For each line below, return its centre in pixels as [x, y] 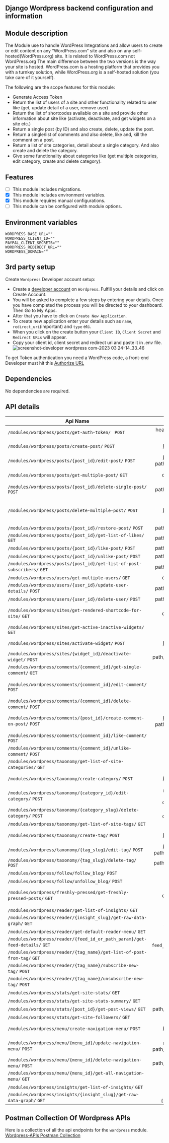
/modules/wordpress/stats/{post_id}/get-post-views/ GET [77, 1009]
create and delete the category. [45, 151]
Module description [36, 33]
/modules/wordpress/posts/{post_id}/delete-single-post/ [77, 487]
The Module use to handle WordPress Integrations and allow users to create [84, 45]
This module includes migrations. [47, 189]
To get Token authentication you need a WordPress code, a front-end [77, 358]
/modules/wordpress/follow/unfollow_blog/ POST [65, 881]
